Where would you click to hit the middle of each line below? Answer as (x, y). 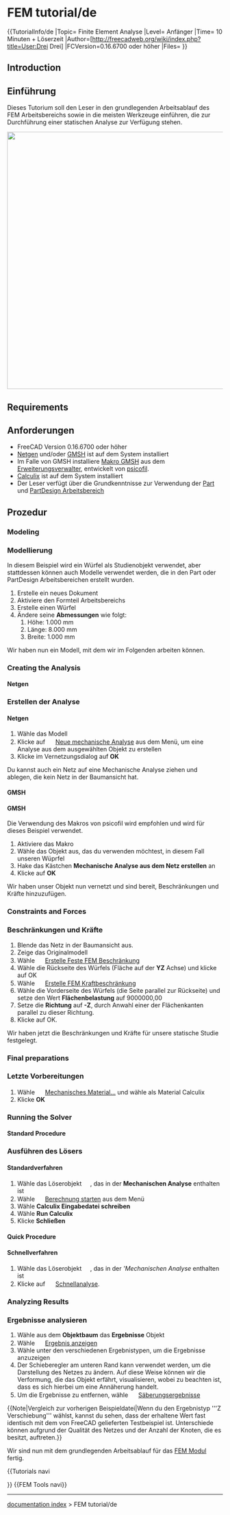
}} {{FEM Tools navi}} (37, 1485)
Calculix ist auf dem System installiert (70, 476)
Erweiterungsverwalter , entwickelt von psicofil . (83, 469)
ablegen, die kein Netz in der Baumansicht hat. (73, 777)
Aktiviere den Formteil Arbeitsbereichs (71, 600)
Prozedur (27, 512)
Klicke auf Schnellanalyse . (59, 1284)
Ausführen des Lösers (45, 1151)
